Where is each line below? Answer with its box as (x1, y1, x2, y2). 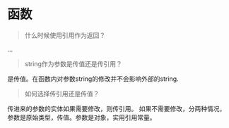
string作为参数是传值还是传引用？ (24, 59, 122, 68)
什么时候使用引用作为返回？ (24, 31, 106, 39)
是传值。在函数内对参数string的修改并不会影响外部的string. (7, 75, 179, 83)
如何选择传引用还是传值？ (24, 89, 100, 98)
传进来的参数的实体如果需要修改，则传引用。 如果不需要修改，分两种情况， (7, 104, 226, 113)
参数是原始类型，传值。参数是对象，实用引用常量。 (7, 113, 156, 122)
